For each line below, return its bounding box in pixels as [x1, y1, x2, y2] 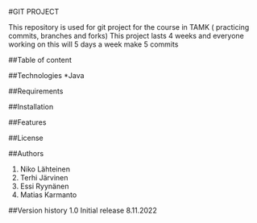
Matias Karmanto [19, 190, 77, 200]
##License [8, 133, 44, 142]
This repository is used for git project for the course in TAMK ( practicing [8, 23, 250, 31]
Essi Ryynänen [19, 181, 69, 191]
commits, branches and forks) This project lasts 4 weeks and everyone [8, 31, 244, 40]
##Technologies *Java [8, 71, 85, 80]
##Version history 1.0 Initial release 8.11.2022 [8, 205, 157, 215]
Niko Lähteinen [19, 164, 71, 174]
